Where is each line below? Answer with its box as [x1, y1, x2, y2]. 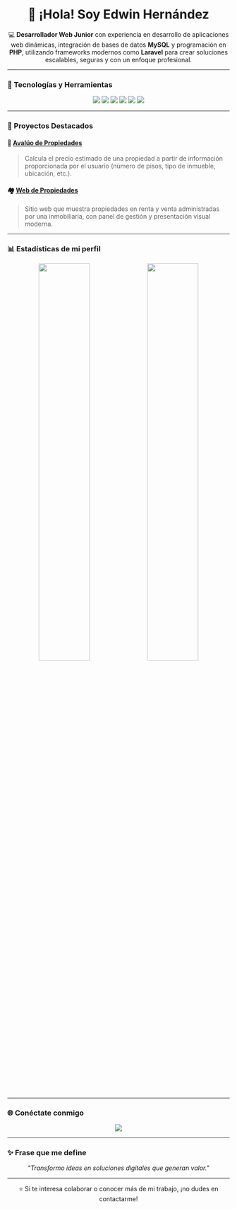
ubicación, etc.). [24, 169, 72, 178]
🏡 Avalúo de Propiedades [7, 138, 83, 147]
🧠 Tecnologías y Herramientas [7, 79, 113, 89]
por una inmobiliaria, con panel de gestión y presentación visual [24, 212, 211, 220]
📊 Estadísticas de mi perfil [7, 244, 101, 254]
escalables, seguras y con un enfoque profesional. [44, 55, 193, 64]
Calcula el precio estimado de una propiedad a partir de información [24, 154, 224, 163]
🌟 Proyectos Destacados [7, 121, 94, 131]
